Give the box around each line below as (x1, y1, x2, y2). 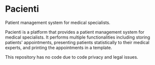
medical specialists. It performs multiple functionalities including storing (5, 34, 151, 40)
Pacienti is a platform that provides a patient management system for (5, 29, 145, 35)
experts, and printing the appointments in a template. (5, 44, 112, 50)
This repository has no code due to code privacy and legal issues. (5, 54, 138, 60)
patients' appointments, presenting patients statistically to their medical (5, 39, 150, 45)
